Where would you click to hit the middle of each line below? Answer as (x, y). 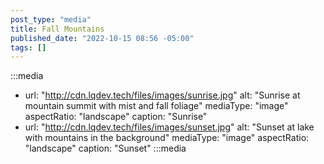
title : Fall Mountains (57, 29)
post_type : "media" (51, 19)
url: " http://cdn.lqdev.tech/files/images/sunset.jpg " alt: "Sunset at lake (169, 127)
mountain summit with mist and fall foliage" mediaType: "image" (156, 106)
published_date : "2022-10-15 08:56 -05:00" (102, 38)
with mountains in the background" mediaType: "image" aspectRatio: (167, 138)
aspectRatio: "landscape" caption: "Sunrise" (116, 117)
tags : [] (28, 47)
